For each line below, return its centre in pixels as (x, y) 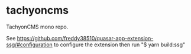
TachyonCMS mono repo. (37, 27)
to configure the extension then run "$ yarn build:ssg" (120, 45)
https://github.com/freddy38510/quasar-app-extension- (85, 38)
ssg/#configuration (30, 45)
